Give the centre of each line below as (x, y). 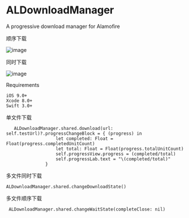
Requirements (23, 85)
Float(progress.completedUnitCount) (50, 143)
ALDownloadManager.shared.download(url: (64, 128)
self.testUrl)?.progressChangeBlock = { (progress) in (74, 133)
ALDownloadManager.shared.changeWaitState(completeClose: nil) (87, 209)
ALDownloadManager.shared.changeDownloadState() (66, 187)
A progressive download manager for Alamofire (63, 26)
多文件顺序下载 (24, 198)
